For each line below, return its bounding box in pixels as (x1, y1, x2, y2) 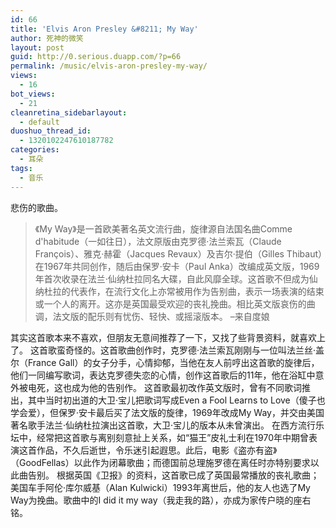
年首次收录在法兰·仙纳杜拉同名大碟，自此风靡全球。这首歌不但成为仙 (34, 272, 318, 285)
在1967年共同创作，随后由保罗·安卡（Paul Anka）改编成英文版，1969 (34, 260, 320, 272)
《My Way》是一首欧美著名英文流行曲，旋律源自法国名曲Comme (34, 222, 293, 235)
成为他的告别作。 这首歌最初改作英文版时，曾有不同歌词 (71, 381, 302, 393)
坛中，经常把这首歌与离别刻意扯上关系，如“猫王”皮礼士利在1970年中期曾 (10, 431, 309, 443)
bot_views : (10, 89, 56, 99)
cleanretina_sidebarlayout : (10, 107, 128, 118)
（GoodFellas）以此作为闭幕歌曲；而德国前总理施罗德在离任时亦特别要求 (10, 456, 311, 468)
